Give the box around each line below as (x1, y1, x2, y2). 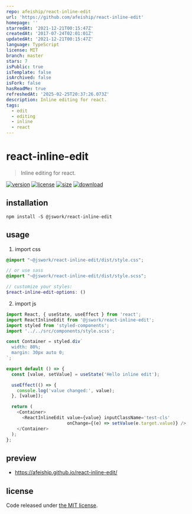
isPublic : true (6, 63, 44, 70)
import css (14, 245, 41, 252)
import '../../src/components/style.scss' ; (6, 328, 115, 334)
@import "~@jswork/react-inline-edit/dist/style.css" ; (6, 257, 144, 263)
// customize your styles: (6, 284, 73, 290)
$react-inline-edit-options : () (6, 290, 86, 295)
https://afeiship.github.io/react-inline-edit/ (14, 469, 118, 476)
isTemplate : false (6, 69, 51, 75)
